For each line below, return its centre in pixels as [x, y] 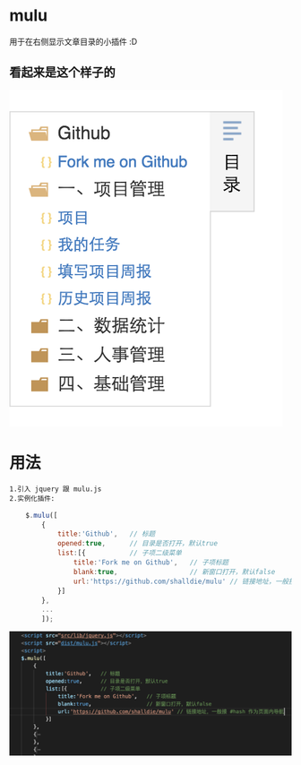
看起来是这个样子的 [62, 73]
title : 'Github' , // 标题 [106, 534]
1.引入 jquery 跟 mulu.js [56, 489]
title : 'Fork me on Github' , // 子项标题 [151, 563]
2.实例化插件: [32, 498]
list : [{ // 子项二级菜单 [119, 553]
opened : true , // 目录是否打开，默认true [137, 544]
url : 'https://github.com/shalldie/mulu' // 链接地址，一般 [181, 581]
